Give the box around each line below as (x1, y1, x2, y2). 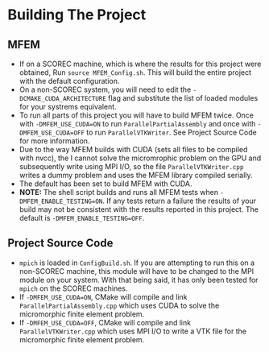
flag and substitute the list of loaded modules (107, 93, 259, 102)
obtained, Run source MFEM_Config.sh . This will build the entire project (19, 68, 251, 77)
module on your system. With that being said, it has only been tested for (19, 275, 259, 284)
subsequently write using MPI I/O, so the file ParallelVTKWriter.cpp (19, 162, 244, 171)
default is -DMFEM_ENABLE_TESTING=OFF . (19, 213, 145, 222)
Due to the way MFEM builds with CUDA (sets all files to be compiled (19, 145, 248, 154)
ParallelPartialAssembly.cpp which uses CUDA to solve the (19, 300, 220, 310)
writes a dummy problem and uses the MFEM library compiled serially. (19, 171, 253, 180)
